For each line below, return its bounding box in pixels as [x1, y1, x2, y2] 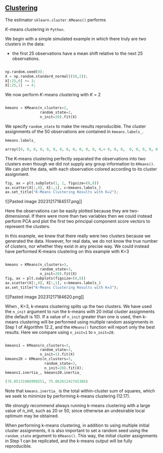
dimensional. [5, 213, 31, 219]
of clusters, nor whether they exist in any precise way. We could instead [5, 244, 149, 249]
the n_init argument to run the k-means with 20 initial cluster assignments [5, 309, 155, 314]
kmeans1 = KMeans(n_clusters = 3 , [5, 343, 71, 348]
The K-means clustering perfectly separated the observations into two [5, 156, 146, 162]
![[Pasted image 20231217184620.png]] [5, 294, 84, 300]
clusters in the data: [5, 41, 45, 47]
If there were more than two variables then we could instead [31, 213, 152, 219]
